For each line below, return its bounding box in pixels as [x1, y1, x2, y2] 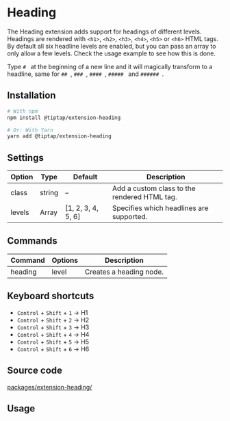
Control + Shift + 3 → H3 [16, 323, 90, 331]
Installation [7, 90, 56, 101]
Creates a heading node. [84, 267, 164, 277]
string [40, 188, 59, 198]
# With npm [7, 107, 38, 114]
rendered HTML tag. [112, 192, 177, 202]
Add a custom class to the [112, 183, 196, 193]
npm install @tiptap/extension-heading [7, 114, 121, 121]
